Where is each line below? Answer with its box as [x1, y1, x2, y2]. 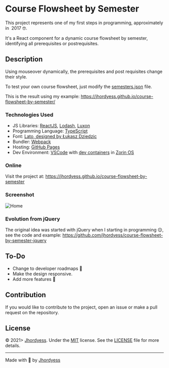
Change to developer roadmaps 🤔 [12, 265, 83, 271]
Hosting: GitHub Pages [12, 144, 60, 150]
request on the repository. [5, 309, 59, 315]
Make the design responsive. [12, 270, 73, 277]
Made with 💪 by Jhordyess [5, 357, 60, 363]
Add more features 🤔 [12, 276, 56, 282]
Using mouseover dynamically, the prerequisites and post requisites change [5, 68, 162, 75]
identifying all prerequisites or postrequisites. [5, 40, 99, 46]
